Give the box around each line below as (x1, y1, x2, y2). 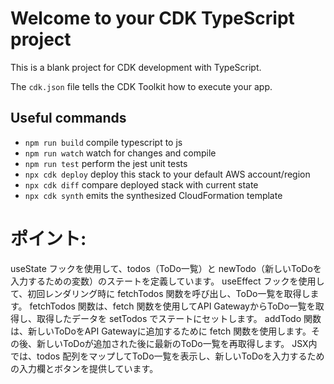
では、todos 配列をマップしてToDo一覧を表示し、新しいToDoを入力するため (10, 350, 325, 362)
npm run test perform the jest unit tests (24, 157, 188, 169)
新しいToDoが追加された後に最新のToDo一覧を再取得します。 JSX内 (36, 337, 318, 349)
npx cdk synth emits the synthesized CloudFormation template (24, 189, 283, 201)
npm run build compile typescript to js (24, 136, 183, 148)
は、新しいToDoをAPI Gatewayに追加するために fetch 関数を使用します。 (10, 325, 312, 337)
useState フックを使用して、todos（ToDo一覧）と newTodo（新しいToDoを (10, 262, 322, 274)
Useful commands (10, 110, 127, 127)
